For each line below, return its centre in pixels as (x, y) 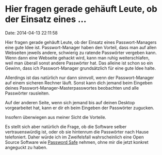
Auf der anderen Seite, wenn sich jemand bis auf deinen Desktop (70, 102)
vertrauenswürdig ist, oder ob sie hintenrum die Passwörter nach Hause (77, 132)
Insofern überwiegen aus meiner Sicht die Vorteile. (56, 117)
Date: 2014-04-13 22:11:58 (32, 33)
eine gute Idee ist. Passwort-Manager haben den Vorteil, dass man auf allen (81, 47)
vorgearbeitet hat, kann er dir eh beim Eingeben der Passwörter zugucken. (80, 108)
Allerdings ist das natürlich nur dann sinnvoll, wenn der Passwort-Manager (80, 77)
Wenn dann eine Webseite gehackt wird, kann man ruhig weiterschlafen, (77, 58)
